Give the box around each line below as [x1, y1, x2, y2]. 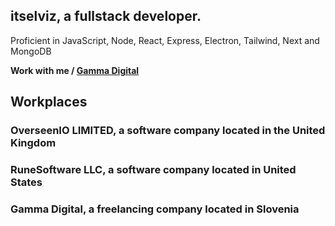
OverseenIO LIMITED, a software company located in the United [10, 124, 326, 138]
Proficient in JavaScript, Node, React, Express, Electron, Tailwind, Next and [10, 34, 320, 46]
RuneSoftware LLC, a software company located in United [10, 163, 297, 177]
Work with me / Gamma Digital [10, 64, 140, 76]
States [10, 175, 43, 189]
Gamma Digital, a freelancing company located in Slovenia [10, 202, 300, 216]
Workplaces [10, 94, 88, 111]
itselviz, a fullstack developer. [10, 8, 202, 25]
